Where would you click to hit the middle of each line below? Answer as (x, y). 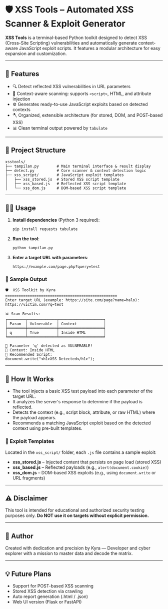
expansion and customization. (36, 54)
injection (21, 99)
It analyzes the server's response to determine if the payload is (77, 402)
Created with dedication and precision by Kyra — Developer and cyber (78, 548)
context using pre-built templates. (47, 428)
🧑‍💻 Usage (20, 208)
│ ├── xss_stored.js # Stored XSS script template (62, 179)
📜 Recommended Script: (29, 355)
